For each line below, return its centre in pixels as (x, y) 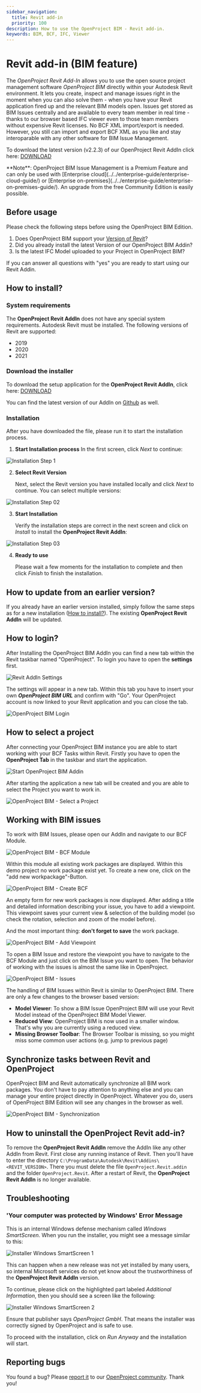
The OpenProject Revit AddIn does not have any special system (86, 318)
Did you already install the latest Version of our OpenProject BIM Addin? (104, 245)
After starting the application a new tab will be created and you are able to (98, 783)
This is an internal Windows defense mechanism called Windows (86, 1229)
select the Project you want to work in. (54, 789)
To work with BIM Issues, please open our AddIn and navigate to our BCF (97, 835)
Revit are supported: (31, 331)
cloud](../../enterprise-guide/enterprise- (140, 175)
